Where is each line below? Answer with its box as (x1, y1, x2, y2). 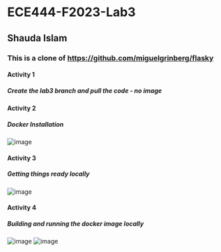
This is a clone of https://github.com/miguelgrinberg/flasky (7, 53, 214, 63)
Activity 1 (7, 71, 35, 79)
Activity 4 (7, 204, 37, 212)
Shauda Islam (7, 32, 68, 44)
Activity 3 (7, 153, 36, 162)
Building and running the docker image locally (7, 219, 144, 227)
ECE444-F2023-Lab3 (7, 4, 136, 20)
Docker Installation (7, 120, 64, 128)
